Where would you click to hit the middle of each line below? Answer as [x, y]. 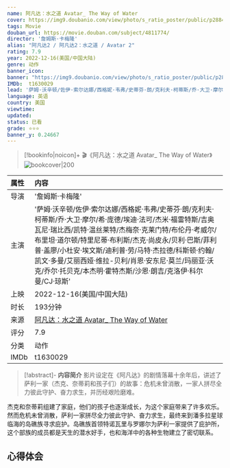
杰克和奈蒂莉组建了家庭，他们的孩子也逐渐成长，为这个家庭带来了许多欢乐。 [115, 407]
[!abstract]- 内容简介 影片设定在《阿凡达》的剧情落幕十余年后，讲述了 [123, 375]
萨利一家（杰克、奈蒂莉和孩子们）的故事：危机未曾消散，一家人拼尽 [120, 384]
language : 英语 [28, 97]
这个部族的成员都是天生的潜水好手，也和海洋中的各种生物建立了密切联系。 [112, 432]
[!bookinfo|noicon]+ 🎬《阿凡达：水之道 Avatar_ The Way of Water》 [118, 155]
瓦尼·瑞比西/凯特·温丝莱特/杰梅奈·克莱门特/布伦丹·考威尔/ [126, 230]
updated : [20, 115]
